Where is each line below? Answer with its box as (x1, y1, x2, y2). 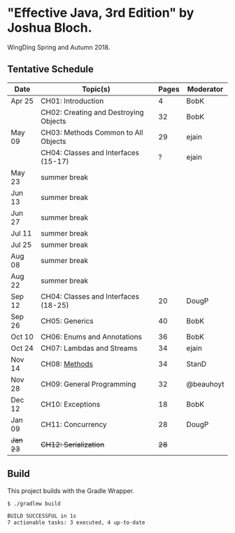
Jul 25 (10, 240, 32, 250)
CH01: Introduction (41, 96, 104, 106)
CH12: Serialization (41, 440, 105, 450)
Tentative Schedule (7, 63, 94, 75)
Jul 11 (10, 228, 32, 238)
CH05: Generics (41, 316, 94, 325)
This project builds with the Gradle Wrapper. (7, 486, 135, 495)
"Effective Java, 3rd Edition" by (7, 5, 194, 21)
